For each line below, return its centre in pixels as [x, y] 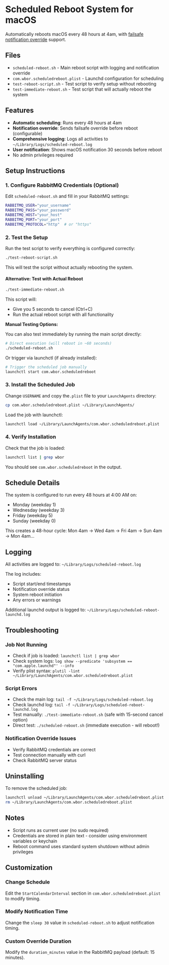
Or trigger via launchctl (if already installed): [51, 357]
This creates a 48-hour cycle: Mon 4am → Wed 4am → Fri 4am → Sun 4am [84, 531]
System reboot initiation [37, 595]
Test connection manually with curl [49, 755]
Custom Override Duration [38, 941]
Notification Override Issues [41, 739]
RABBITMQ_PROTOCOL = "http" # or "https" [49, 224]
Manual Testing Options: [32, 324]
